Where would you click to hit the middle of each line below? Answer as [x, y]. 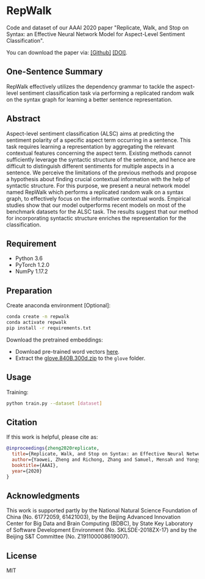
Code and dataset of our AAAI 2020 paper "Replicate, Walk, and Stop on [98, 28]
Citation [22, 422]
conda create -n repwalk [38, 317]
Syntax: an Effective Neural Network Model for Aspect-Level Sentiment [96, 34]
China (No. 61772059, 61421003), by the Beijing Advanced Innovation [94, 517]
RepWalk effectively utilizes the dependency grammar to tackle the [90, 86]
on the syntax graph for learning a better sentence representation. [89, 99]
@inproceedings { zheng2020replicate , [53, 448]
